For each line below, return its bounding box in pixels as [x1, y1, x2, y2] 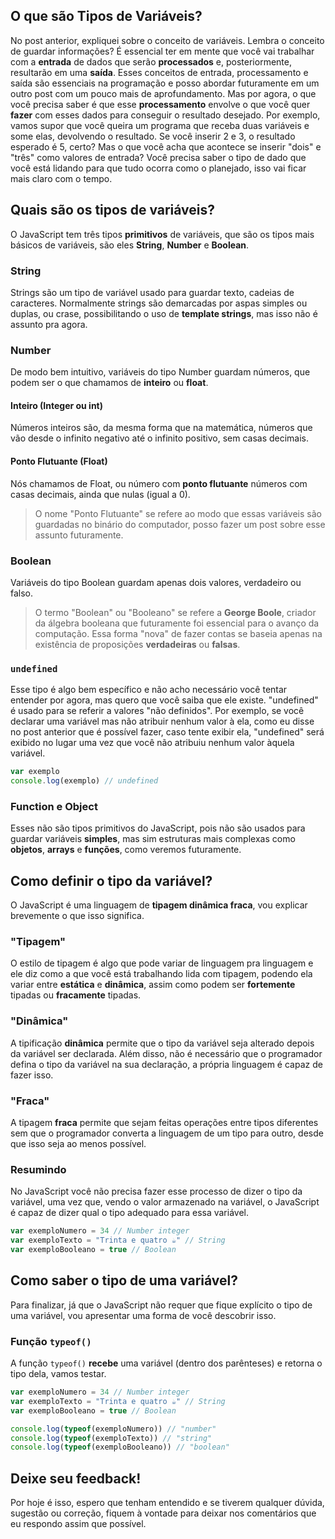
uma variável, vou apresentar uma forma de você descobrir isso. [10, 1309, 277, 1321]
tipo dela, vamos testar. [10, 1368, 107, 1379]
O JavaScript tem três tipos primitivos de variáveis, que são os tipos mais [10, 228, 315, 240]
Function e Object [10, 799, 98, 813]
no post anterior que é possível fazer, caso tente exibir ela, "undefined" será [10, 726, 325, 738]
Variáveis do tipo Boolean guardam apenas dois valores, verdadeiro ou [10, 576, 302, 588]
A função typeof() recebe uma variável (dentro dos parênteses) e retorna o [10, 1357, 323, 1369]
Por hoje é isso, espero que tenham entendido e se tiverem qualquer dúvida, [10, 1497, 325, 1509]
